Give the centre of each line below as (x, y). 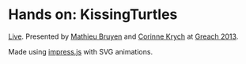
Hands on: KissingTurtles (93, 15)
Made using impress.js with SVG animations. (80, 51)
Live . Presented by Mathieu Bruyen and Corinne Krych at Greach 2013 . (123, 36)
